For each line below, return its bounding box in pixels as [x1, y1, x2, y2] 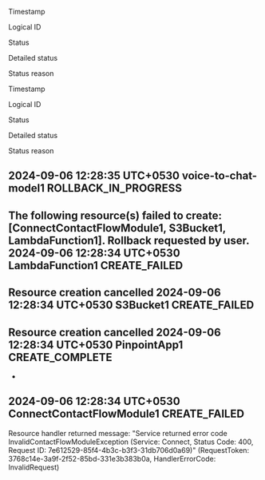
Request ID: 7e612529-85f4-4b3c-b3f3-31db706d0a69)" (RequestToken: [8, 445, 250, 454]
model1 [8, 181, 45, 195]
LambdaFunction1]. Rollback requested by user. [8, 233, 250, 247]
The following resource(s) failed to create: [8, 208, 222, 222]
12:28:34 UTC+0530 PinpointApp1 [8, 338, 184, 351]
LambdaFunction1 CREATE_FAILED [8, 259, 184, 272]
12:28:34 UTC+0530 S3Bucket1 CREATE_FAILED [8, 299, 255, 312]
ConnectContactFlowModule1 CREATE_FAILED [8, 407, 245, 421]
